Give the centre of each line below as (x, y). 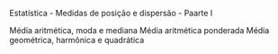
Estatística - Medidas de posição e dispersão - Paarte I (111, 13)
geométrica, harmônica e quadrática (77, 40)
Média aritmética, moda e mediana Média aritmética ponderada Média (139, 30)
